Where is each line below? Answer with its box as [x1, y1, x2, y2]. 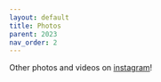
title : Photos [9, 21, 62, 30]
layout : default [9, 12, 69, 22]
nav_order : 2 [9, 37, 58, 47]
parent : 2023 [9, 29, 58, 38]
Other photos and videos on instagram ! [9, 62, 153, 73]
